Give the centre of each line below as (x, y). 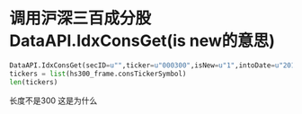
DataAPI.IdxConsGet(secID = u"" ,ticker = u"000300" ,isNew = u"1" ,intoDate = (142, 65)
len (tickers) (34, 82)
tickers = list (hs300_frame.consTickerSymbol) (98, 74)
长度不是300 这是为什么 (53, 101)
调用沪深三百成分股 (80, 18)
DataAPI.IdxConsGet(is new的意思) (142, 41)
